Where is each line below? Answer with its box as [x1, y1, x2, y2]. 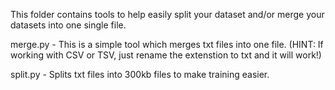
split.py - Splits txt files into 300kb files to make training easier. [10, 69, 270, 80]
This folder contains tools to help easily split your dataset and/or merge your [10, 9, 325, 20]
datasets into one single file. [10, 19, 127, 31]
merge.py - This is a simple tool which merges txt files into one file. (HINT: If [10, 39, 324, 50]
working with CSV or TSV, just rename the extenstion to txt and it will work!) [10, 49, 322, 61]
